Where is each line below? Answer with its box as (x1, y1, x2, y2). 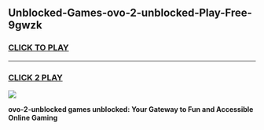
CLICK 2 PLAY (8, 72, 63, 83)
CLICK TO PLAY (8, 43, 69, 54)
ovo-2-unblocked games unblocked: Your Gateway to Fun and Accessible (8, 104, 254, 113)
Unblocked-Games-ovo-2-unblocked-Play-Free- (8, 6, 253, 20)
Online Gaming (8, 113, 58, 122)
